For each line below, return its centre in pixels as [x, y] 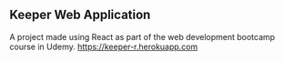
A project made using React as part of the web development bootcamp [142, 36]
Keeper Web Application [80, 15]
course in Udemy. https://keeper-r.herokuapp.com [104, 46]
